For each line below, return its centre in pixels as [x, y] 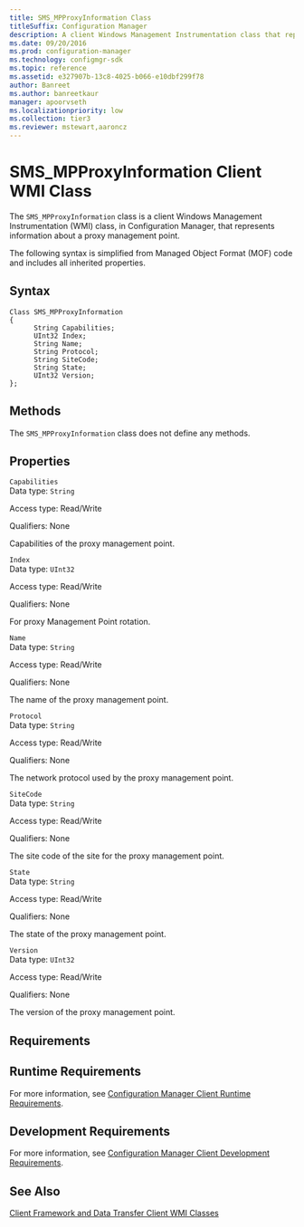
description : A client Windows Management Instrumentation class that [145, 34]
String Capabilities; [74, 328]
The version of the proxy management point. [92, 1012]
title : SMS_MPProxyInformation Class [81, 18]
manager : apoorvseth [48, 102]
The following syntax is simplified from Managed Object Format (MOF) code [151, 253]
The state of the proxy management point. [88, 935]
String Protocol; [66, 351]
